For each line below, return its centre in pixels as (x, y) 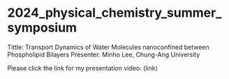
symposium (42, 28)
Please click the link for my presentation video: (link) (83, 68)
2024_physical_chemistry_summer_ (114, 13)
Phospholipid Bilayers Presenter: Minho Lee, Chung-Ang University (104, 55)
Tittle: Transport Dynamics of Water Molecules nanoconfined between (108, 47)
